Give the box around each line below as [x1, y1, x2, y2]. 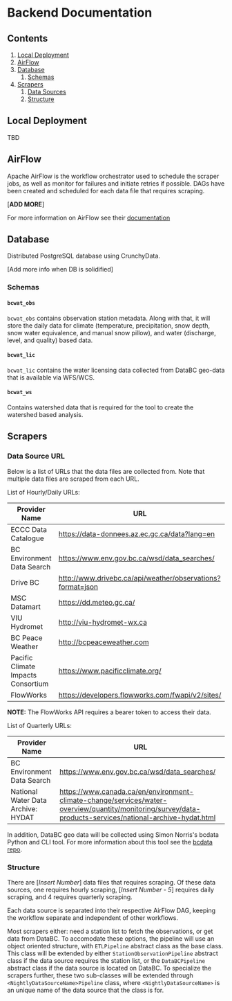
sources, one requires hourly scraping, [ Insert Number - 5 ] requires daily [7, 885, 214, 894]
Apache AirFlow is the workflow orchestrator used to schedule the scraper [7, 172, 220, 180]
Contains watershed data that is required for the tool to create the [7, 403, 194, 411]
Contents [7, 33, 48, 44]
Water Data [10, 795, 47, 805]
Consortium [10, 679, 49, 689]
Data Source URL [7, 452, 66, 461]
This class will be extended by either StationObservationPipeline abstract [7, 949, 219, 957]
